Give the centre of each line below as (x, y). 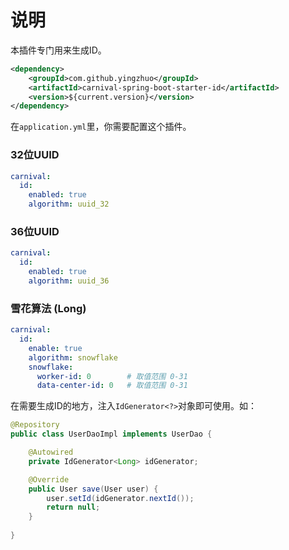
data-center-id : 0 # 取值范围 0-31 (112, 386)
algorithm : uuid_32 (69, 204)
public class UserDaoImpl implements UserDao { (111, 434)
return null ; (73, 507)
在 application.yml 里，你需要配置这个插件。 (101, 127)
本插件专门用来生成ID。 (58, 50)
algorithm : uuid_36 (69, 281)
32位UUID (35, 155)
